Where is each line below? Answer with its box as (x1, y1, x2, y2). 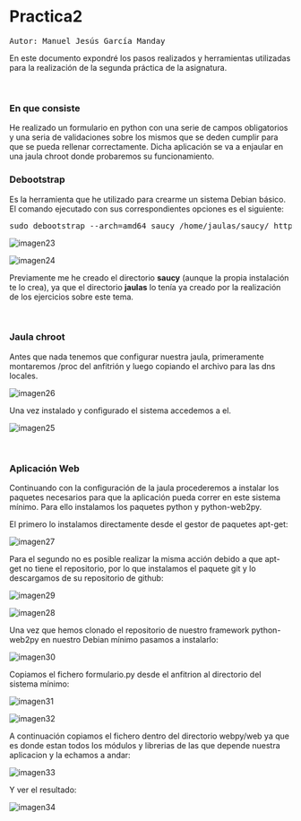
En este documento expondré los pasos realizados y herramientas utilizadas (9, 52, 291, 64)
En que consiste (9, 101, 81, 114)
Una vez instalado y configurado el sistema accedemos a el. (9, 405, 231, 416)
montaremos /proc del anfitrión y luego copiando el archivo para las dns (9, 360, 276, 371)
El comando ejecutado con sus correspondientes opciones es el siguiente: (9, 203, 285, 214)
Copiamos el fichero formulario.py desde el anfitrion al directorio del (9, 670, 262, 680)
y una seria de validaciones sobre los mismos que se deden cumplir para (9, 132, 279, 143)
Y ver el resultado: (9, 784, 77, 795)
